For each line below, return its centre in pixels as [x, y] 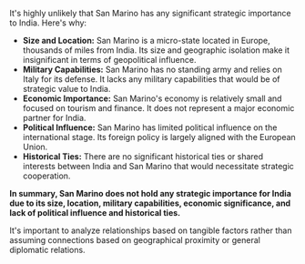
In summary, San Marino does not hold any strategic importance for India [150, 193]
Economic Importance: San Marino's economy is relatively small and [152, 98]
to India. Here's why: [48, 23]
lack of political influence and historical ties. [95, 213]
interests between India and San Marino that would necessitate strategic [158, 166]
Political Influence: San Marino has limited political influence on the [150, 127]
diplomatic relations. [47, 250]
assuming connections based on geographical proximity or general [135, 240]
